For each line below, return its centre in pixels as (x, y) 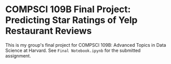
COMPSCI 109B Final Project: (68, 9)
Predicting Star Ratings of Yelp (71, 20)
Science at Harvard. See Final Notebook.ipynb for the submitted (73, 50)
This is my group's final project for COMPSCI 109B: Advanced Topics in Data (86, 45)
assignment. (18, 56)
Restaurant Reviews (48, 31)
